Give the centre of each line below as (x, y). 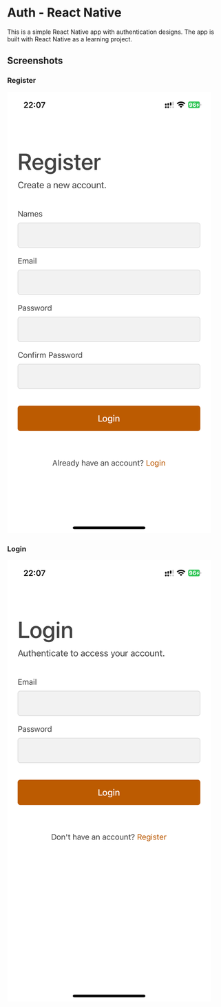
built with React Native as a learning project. (70, 39)
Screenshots (35, 61)
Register (22, 81)
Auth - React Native (64, 13)
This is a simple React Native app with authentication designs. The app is (111, 32)
